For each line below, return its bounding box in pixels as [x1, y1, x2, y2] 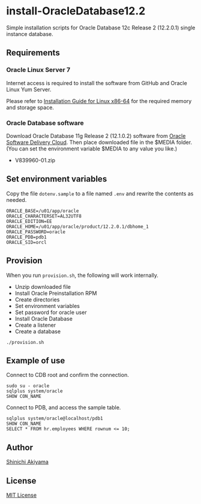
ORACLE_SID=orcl [6, 239, 47, 245]
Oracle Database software [6, 119, 84, 127]
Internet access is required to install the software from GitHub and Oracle [6, 79, 187, 86]
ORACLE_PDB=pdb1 [6, 234, 47, 240]
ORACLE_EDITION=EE [6, 218, 52, 224]
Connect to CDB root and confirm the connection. [6, 372, 129, 379]
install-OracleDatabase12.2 [6, 4, 146, 18]
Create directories [14, 295, 60, 303]
